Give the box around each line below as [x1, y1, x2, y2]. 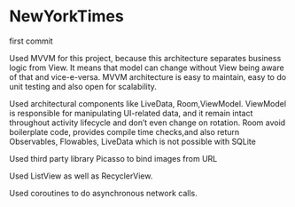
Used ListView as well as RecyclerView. [9, 171, 153, 181]
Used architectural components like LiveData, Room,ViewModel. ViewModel [9, 98, 286, 108]
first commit [9, 36, 53, 46]
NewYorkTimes [9, 6, 124, 27]
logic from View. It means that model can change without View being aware [9, 62, 285, 73]
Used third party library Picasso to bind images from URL [9, 153, 218, 163]
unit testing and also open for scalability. [9, 81, 158, 92]
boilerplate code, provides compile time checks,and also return [9, 126, 240, 137]
